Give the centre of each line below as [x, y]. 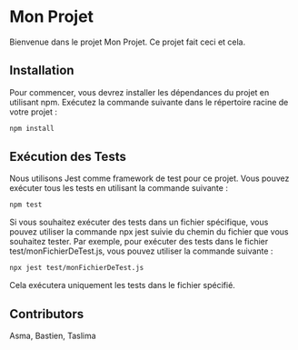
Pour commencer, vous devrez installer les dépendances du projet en [139, 92]
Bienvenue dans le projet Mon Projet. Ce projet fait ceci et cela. [128, 42]
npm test [26, 205]
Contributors [47, 314]
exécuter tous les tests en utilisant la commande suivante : [119, 188]
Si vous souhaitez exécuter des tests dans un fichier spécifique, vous [139, 222]
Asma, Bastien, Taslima [53, 335]
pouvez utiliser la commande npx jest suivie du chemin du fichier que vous [149, 232]
